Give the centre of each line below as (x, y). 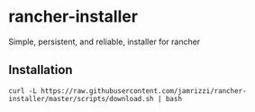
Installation (41, 70)
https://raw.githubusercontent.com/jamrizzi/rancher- (144, 91)
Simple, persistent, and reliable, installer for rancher (105, 42)
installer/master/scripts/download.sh (81, 98)
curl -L (23, 91)
